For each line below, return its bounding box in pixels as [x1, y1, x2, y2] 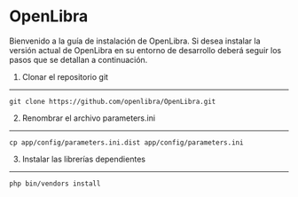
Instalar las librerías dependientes [21, 154, 146, 164]
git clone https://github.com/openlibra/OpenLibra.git [9, 97, 216, 106]
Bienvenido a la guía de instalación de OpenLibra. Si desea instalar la [9, 35, 261, 46]
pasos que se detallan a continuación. [9, 54, 148, 65]
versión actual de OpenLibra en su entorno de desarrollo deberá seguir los [9, 44, 282, 55]
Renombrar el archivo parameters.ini [21, 113, 156, 123]
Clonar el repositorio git [21, 71, 109, 82]
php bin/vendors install [9, 179, 101, 188]
